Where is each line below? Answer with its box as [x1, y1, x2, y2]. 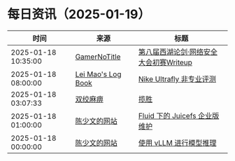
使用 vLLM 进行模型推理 [138, 138, 217, 148]
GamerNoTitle [75, 52, 121, 62]
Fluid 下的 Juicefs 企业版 [138, 111, 220, 120]
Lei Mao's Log [75, 69, 122, 79]
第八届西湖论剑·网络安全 [138, 47, 218, 57]
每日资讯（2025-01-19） [7, 6, 150, 22]
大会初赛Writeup [138, 57, 192, 67]
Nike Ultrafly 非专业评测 [138, 74, 217, 84]
